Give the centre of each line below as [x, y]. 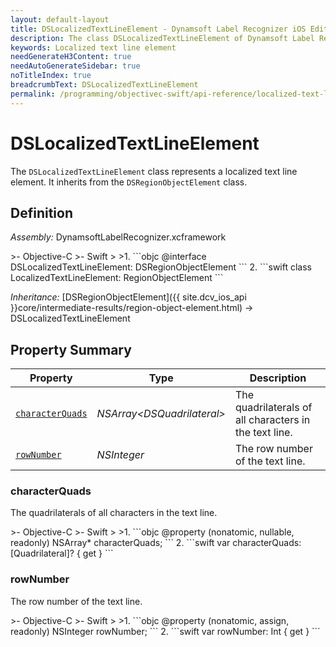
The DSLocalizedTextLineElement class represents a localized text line [154, 171]
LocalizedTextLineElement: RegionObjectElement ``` [117, 278]
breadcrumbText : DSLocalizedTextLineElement [104, 85]
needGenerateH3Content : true [71, 57]
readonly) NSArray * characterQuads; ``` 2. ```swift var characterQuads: [156, 543]
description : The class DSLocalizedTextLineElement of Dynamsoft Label [162, 38]
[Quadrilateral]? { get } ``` [62, 553]
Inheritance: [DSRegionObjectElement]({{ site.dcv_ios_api [128, 297]
